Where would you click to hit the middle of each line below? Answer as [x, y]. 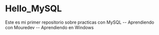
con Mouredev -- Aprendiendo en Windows [49, 27]
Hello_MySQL [34, 9]
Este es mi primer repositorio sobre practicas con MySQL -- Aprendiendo [80, 22]
